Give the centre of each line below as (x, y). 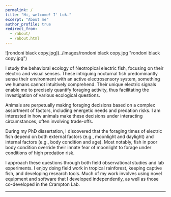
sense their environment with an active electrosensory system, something (83, 79)
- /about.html (25, 39)
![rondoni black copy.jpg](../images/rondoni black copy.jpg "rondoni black (83, 53)
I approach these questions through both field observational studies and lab (85, 162)
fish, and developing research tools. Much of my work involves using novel (84, 173)
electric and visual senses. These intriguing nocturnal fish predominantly (81, 73)
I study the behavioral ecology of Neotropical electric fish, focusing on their (84, 68)
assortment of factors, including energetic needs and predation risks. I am (83, 110)
